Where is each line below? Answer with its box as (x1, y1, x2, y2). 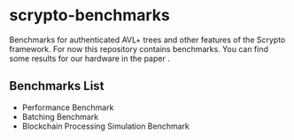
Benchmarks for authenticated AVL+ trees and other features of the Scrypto (9, 34, 286, 45)
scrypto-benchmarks (9, 5, 170, 26)
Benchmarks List (9, 78, 104, 93)
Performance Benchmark (21, 102, 114, 113)
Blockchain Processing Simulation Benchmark (21, 121, 190, 131)
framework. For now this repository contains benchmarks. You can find (9, 43, 268, 54)
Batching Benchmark (21, 111, 99, 122)
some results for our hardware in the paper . (9, 53, 170, 63)
